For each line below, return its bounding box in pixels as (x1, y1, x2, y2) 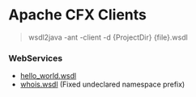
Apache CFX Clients (8, 6, 147, 24)
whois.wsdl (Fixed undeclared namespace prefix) (19, 79, 185, 90)
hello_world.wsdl (19, 71, 77, 81)
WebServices (8, 53, 63, 64)
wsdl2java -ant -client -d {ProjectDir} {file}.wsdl (28, 32, 188, 42)
